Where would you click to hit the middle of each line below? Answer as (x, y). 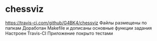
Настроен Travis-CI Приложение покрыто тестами (59, 33)
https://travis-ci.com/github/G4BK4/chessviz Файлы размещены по (76, 23)
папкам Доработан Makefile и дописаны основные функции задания (78, 28)
